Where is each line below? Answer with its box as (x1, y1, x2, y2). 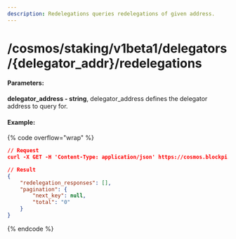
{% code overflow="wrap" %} (7, 134, 95, 142)
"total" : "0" (32, 199, 71, 206)
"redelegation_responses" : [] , (20, 179, 112, 186)
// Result (7, 166, 37, 173)
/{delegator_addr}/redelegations (7, 55, 202, 71)
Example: (7, 118, 36, 126)
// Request (7, 147, 39, 154)
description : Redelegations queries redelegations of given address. (7, 10, 216, 18)
